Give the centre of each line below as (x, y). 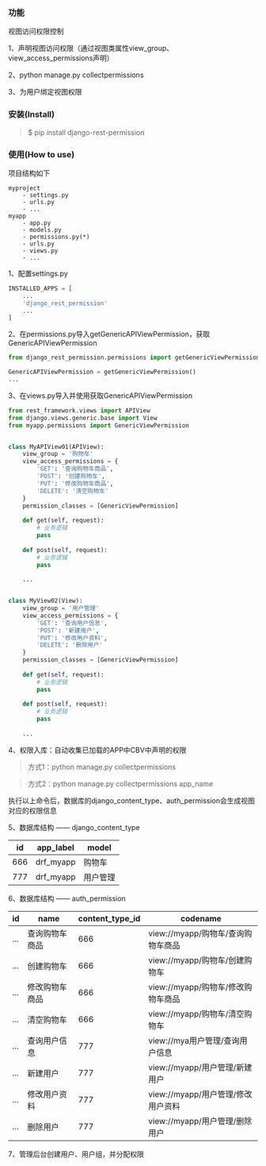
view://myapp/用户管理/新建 (200, 1068)
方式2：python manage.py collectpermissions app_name (120, 783)
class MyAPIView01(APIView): (56, 446)
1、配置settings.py (38, 273)
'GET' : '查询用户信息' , (72, 623)
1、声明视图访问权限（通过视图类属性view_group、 (91, 48)
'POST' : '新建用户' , (68, 630)
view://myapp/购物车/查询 (196, 933)
